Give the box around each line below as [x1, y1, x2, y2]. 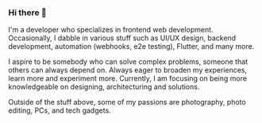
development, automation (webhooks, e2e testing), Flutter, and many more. [8, 42, 255, 51]
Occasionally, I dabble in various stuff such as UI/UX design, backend [8, 33, 237, 43]
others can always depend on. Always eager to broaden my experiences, [8, 65, 248, 75]
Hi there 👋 [8, 7, 48, 18]
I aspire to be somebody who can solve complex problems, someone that [8, 57, 249, 66]
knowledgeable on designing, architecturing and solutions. [8, 82, 200, 91]
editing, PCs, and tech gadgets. [8, 106, 111, 115]
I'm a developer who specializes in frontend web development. [8, 25, 214, 35]
